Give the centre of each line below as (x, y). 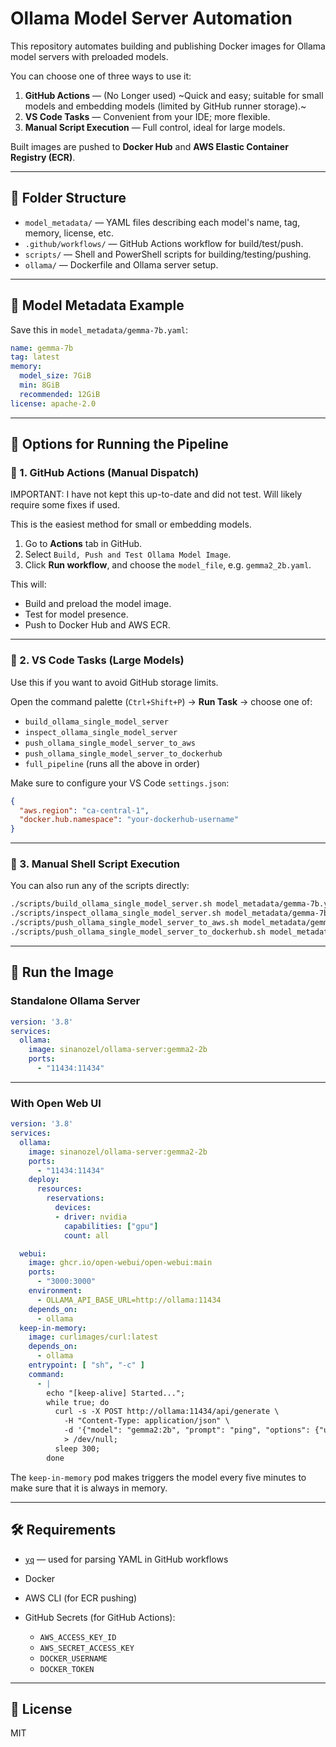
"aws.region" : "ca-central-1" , (84, 810)
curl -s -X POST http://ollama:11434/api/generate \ (167, 1412)
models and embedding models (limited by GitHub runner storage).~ (165, 106)
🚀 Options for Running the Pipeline (119, 444)
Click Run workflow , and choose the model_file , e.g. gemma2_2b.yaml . (168, 565)
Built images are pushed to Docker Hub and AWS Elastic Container (149, 146)
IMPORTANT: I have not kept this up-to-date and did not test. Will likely (156, 494)
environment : (55, 1291)
